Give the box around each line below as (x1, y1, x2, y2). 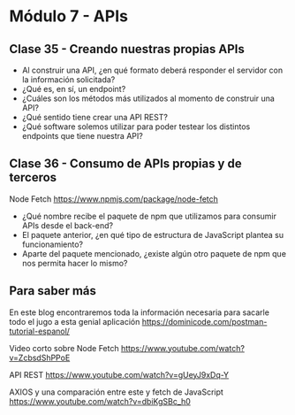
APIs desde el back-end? (21, 219, 113, 231)
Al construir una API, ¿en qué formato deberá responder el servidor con (21, 65, 284, 75)
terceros (9, 170, 57, 185)
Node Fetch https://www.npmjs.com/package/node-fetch (9, 193, 219, 204)
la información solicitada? (21, 74, 116, 85)
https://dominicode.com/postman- (141, 316, 268, 327)
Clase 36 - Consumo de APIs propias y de (9, 157, 242, 172)
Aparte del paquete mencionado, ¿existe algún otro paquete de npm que (21, 248, 287, 258)
